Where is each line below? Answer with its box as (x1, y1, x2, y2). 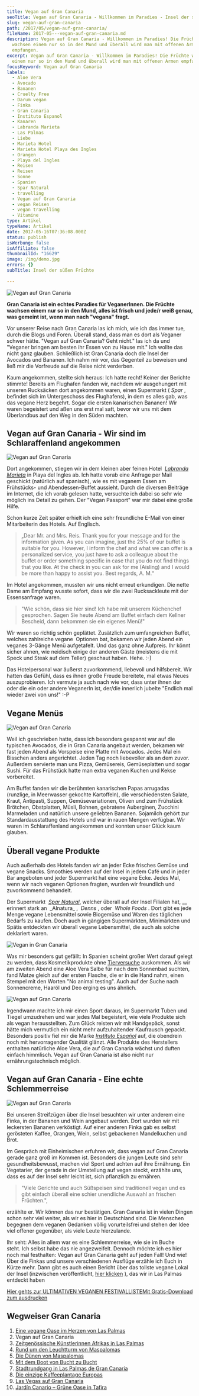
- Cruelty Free (12, 91, 50, 97)
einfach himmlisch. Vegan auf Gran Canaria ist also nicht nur (6, 1051, 154, 1059)
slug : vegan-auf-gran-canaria (6, 20, 81, 25)
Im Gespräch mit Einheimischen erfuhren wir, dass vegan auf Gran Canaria (6, 1147, 188, 1154)
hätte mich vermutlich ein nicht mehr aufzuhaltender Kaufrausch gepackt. (6, 1026, 187, 1033)
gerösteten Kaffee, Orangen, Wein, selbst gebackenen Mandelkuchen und (6, 1130, 187, 1137)
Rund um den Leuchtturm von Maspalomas (15, 1346, 120, 1353)
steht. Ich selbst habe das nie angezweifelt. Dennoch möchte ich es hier (6, 1244, 182, 1252)
